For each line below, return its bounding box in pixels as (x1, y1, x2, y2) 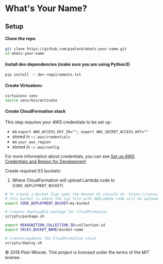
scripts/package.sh (5, 214, 45, 219)
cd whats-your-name (5, 51, 45, 56)
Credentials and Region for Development (5, 158, 86, 164)
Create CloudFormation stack (5, 109, 66, 114)
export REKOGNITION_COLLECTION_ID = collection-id (5, 223, 105, 228)
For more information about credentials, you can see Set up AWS (5, 153, 135, 159)
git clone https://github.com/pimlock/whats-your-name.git (5, 47, 127, 51)
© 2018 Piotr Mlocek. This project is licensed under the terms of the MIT (5, 249, 150, 255)
